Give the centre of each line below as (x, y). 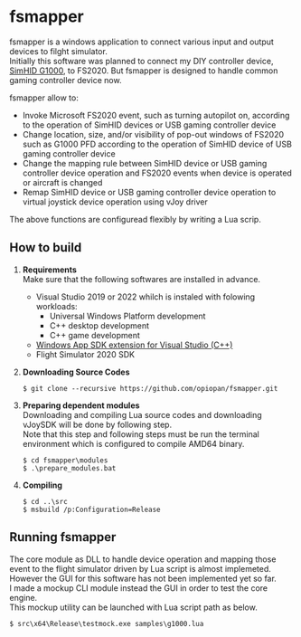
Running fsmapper (63, 537)
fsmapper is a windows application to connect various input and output (141, 42)
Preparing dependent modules (81, 405)
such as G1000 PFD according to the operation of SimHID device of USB (157, 144)
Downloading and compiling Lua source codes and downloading (142, 414)
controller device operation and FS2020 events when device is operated (157, 173)
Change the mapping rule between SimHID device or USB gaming (145, 163)
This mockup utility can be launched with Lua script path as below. (133, 607)
